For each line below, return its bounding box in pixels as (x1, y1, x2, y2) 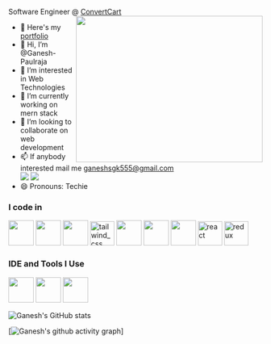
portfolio (19, 31, 48, 40)
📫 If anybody (19, 152, 66, 161)
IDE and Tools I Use (8, 258, 85, 270)
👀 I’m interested (19, 65, 73, 75)
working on (19, 100, 58, 109)
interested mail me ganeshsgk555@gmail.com (19, 163, 174, 173)
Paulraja (19, 57, 48, 66)
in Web (19, 74, 44, 83)
